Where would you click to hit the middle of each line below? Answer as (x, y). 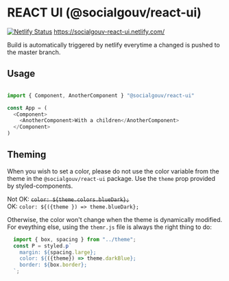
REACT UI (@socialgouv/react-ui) (105, 13)
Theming (27, 155)
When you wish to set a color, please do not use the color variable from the (113, 171)
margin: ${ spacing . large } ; (58, 252)
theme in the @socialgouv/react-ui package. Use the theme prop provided (111, 178)
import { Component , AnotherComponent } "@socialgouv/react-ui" (101, 95)
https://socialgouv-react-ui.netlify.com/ (109, 32)
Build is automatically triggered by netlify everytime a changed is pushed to (114, 45)
